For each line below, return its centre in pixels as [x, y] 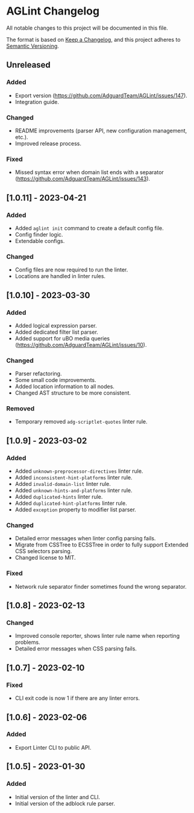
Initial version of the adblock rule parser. [65, 803]
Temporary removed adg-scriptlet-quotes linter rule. [81, 422]
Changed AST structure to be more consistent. [73, 393]
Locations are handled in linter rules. [60, 276]
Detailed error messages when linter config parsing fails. [85, 539]
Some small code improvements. [55, 380]
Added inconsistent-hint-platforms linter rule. [74, 478]
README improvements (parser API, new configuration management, [101, 131]
